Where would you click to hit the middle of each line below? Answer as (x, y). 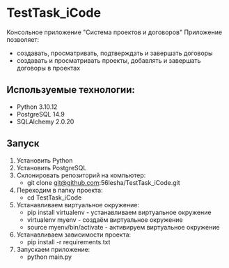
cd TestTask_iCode (54, 198)
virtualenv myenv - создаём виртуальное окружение (105, 219)
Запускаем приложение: (53, 249)
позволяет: (23, 39)
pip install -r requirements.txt (69, 241)
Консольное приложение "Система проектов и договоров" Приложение (114, 32)
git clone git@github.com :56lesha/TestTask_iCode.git (103, 182)
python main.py (49, 257)
